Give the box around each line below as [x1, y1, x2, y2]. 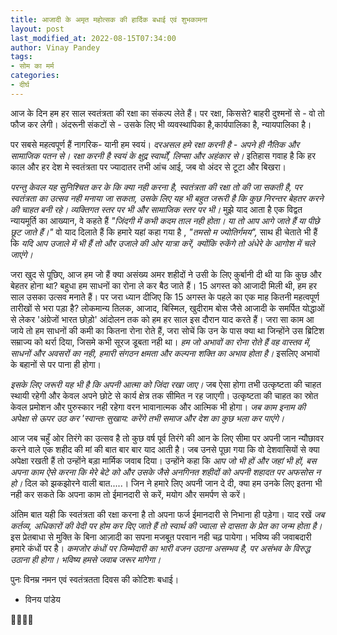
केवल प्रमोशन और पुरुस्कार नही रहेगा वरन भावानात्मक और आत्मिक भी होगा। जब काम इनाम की [10, 401, 307, 413]
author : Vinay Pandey [10, 42, 101, 53]
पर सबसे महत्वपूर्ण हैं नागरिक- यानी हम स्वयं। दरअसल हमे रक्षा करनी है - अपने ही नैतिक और [10, 138, 300, 150]
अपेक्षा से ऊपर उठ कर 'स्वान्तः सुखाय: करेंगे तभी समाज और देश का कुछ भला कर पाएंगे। [10, 412, 285, 424]
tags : [10, 52, 33, 62]
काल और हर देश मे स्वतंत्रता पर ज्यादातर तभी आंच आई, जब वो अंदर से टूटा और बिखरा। [10, 161, 287, 173]
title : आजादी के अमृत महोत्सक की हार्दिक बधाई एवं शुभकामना [10, 14, 208, 25]
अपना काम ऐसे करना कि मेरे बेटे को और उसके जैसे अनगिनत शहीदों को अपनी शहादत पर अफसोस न [10, 466, 322, 478]
